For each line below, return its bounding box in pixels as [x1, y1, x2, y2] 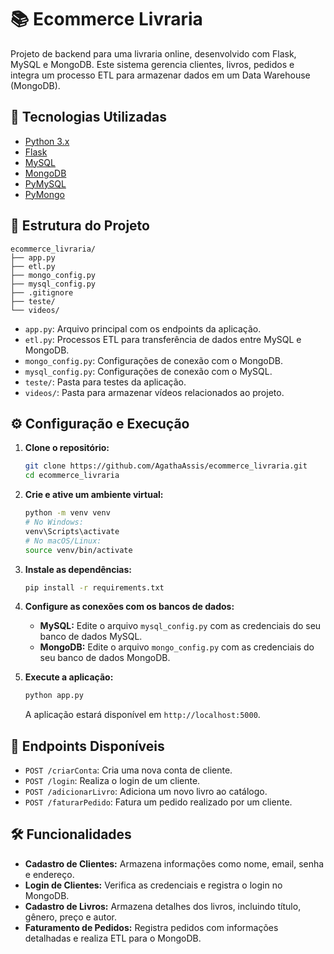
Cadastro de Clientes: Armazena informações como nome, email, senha [24, 857, 325, 870]
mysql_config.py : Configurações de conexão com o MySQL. [24, 365, 273, 377]
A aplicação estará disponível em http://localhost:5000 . [24, 709, 261, 721]
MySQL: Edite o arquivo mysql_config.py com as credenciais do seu [39, 620, 322, 632]
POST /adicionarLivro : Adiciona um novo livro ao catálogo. [24, 786, 268, 798]
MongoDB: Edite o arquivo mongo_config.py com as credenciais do [39, 641, 315, 653]
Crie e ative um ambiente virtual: [24, 489, 164, 501]
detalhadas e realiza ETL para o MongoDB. [24, 932, 202, 944]
